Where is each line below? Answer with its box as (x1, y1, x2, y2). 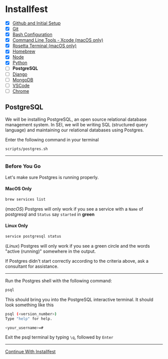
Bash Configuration (12, 32, 52, 38)
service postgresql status (5, 234, 61, 239)
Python (12, 60, 27, 66)
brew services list (5, 197, 46, 202)
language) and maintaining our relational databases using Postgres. (5, 127, 144, 133)
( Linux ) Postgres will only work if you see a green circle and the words (5, 243, 150, 249)
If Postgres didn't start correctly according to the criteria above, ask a (5, 258, 149, 264)
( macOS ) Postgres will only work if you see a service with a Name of (5, 206, 143, 212)
